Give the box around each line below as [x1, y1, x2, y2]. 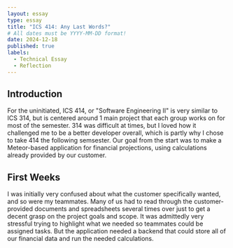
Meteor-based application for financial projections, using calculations [7, 144, 208, 152]
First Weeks [7, 171, 61, 183]
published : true [7, 43, 55, 50]
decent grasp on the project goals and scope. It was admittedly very [7, 212, 204, 221]
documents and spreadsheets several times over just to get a [34, 205, 211, 213]
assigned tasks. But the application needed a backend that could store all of [7, 227, 226, 235]
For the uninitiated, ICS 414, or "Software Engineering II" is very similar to [7, 106, 218, 115]
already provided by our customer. [7, 151, 107, 159]
